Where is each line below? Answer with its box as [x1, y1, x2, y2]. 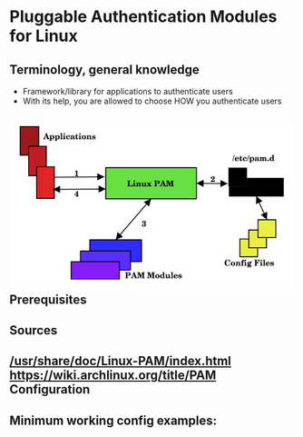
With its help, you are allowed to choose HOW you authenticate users [22, 95, 282, 106]
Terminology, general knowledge [9, 62, 200, 77]
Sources [9, 323, 58, 338]
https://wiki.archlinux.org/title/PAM [9, 368, 217, 383]
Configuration [9, 382, 91, 397]
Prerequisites [9, 292, 87, 307]
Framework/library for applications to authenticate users [22, 86, 233, 96]
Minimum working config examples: [9, 412, 218, 428]
